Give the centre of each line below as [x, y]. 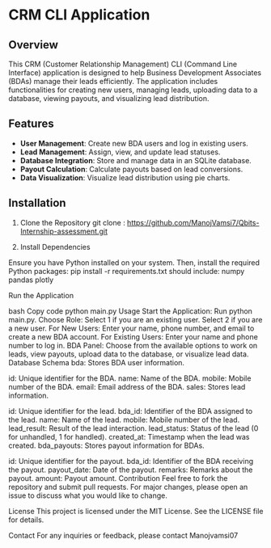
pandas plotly [31, 280]
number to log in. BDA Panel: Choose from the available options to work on [133, 345]
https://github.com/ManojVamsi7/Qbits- [193, 222]
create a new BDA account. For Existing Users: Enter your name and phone [133, 336]
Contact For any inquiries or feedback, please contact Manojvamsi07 [123, 535]
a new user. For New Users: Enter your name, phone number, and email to [131, 328]
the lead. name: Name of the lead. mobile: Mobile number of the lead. [124, 419]
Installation [37, 203]
